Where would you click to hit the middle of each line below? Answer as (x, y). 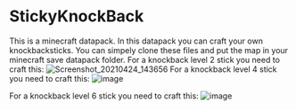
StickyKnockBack (77, 16)
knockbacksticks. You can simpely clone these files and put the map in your (148, 50)
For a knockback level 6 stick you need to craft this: (104, 96)
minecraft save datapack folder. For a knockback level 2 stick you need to (145, 59)
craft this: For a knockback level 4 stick (144, 69)
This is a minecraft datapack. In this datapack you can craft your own (136, 41)
